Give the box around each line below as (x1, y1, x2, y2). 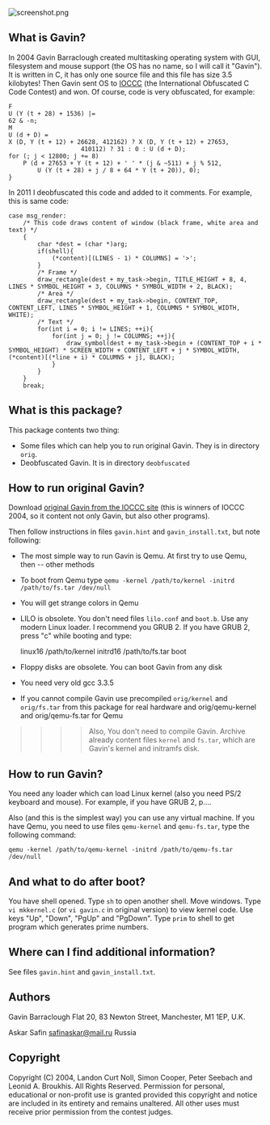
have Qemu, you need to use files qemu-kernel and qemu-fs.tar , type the (8, 822, 250, 831)
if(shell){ (37, 247, 74, 255)
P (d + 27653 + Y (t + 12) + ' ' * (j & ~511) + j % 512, (23, 159, 222, 167)
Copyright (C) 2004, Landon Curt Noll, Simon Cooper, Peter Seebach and (8, 1072, 253, 1082)
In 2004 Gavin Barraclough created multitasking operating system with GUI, (8, 53, 261, 62)
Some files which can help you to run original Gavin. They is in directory (19, 441, 260, 450)
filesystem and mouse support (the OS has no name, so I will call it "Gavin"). (8, 61, 263, 70)
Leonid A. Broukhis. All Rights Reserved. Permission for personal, (8, 1081, 226, 1091)
